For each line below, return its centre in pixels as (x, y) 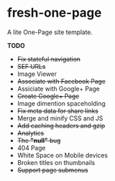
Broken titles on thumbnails (56, 162)
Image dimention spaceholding (61, 103)
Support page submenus (53, 170)
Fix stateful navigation (49, 59)
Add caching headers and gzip (61, 125)
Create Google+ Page (48, 96)
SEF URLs (32, 66)
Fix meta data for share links (57, 111)
